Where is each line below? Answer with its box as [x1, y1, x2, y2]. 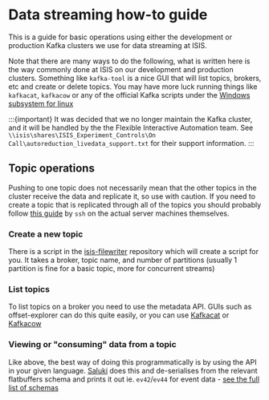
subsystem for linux [8, 99, 74, 108]
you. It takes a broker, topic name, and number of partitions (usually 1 [8, 255, 238, 265]
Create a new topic [8, 228, 84, 240]
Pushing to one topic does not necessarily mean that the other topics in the [8, 183, 257, 192]
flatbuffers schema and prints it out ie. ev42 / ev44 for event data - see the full [8, 374, 259, 384]
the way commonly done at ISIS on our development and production [8, 64, 234, 74]
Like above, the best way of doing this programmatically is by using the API [8, 357, 257, 366]
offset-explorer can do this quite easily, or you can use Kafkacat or [8, 310, 230, 320]
